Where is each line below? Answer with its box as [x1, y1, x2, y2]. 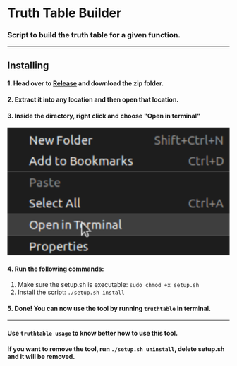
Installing [7, 59, 49, 71]
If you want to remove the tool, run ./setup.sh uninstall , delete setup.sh [7, 345, 225, 353]
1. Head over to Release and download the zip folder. [7, 79, 164, 87]
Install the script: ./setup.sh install [17, 288, 125, 297]
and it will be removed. [7, 353, 75, 361]
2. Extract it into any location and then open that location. [7, 95, 179, 104]
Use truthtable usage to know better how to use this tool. [7, 329, 178, 337]
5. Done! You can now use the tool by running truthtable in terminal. [7, 304, 212, 312]
